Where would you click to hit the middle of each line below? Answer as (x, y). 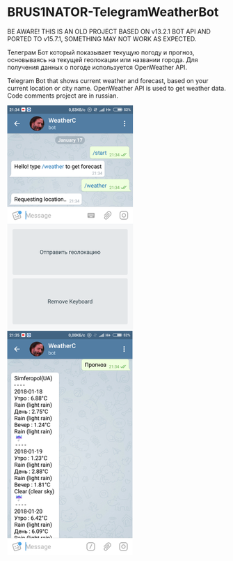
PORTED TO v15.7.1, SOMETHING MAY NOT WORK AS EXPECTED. (102, 38)
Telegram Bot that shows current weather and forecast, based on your (108, 80)
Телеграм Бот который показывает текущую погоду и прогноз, (101, 52)
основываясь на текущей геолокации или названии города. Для (103, 59)
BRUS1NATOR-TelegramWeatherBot (113, 12)
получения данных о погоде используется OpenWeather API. (97, 67)
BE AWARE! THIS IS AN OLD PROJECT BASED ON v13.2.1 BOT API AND (109, 31)
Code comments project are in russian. (63, 96)
